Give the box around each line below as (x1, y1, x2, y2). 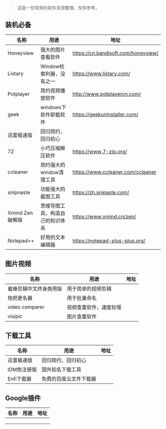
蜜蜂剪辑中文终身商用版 (7, 285, 63, 292)
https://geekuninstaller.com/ (72, 111, 138, 118)
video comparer (7, 303, 44, 310)
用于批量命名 (67, 294, 97, 301)
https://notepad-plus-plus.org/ (72, 237, 146, 244)
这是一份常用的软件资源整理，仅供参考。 (17, 5, 100, 10)
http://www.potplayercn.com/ (72, 90, 141, 97)
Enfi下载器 (7, 375, 32, 382)
